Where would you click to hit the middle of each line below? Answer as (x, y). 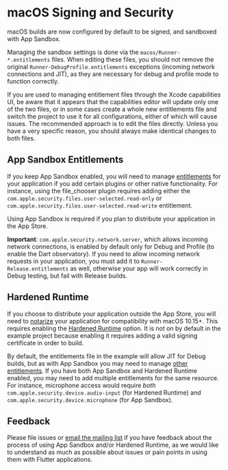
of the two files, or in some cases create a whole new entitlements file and (112, 109)
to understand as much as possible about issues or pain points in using (107, 452)
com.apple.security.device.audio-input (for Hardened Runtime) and (104, 393)
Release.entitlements (38, 269)
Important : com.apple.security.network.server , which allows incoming (107, 239)
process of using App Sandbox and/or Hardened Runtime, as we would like (113, 445)
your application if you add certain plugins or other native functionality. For (112, 184)
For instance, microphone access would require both (81, 385)
